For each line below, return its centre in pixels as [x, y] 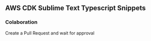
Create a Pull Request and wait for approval [50, 33]
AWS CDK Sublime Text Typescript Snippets [75, 8]
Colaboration [21, 22]
